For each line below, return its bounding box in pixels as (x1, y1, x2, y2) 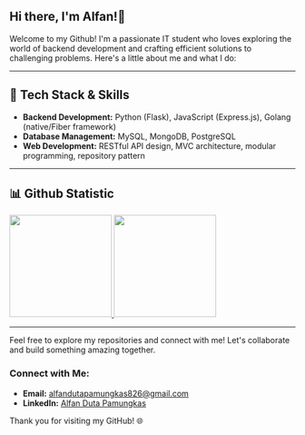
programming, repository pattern (22, 150, 145, 161)
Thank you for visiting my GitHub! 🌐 (9, 415, 143, 426)
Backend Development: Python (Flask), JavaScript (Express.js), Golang (22, 111, 291, 123)
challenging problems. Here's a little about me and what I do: (9, 52, 237, 64)
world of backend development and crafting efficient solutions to (9, 43, 252, 54)
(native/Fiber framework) (22, 121, 116, 132)
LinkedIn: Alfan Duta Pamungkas (22, 397, 147, 409)
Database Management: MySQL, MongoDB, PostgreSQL (22, 131, 236, 142)
